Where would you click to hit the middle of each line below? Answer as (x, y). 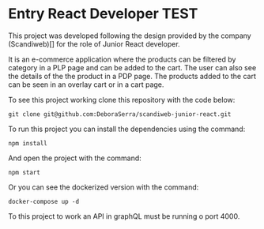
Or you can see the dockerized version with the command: (104, 187)
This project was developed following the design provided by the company (130, 36)
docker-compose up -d (44, 201)
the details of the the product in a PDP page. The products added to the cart (132, 76)
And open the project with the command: (75, 158)
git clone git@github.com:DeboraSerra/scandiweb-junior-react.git (120, 114)
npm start (25, 172)
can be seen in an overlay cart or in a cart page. (86, 84)
